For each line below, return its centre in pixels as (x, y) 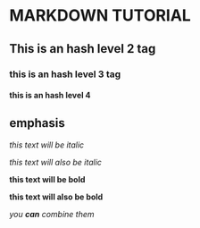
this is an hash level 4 (50, 96)
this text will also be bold (56, 197)
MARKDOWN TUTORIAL (100, 16)
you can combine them (52, 214)
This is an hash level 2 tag (83, 49)
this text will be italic (47, 145)
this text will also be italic (56, 162)
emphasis (37, 123)
